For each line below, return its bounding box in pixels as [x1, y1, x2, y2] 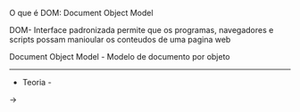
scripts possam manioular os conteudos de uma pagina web [9, 35, 231, 44]
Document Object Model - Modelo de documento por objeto [9, 52, 230, 61]
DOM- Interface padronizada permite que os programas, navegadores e [9, 25, 274, 35]
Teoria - [21, 77, 52, 87]
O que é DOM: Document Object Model [9, 8, 154, 18]
